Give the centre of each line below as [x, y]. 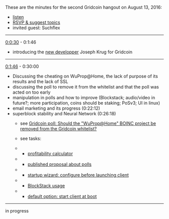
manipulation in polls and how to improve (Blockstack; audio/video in [84, 97]
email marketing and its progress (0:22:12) [56, 108]
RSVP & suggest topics [36, 22]
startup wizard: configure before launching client [78, 175]
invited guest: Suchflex [36, 28]
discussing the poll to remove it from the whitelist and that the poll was [86, 87]
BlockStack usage [46, 186]
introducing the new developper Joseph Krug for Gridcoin [72, 52]
